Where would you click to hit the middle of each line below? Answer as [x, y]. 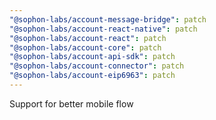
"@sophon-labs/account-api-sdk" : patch [92, 57]
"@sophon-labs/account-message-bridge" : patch [108, 19]
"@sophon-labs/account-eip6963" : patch [92, 76]
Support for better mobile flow [71, 103]
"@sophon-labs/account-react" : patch [88, 38]
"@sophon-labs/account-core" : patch [85, 47]
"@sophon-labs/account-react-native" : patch [103, 29]
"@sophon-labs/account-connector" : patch [97, 66]
